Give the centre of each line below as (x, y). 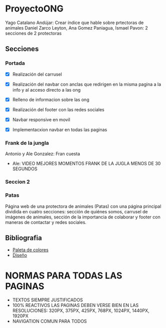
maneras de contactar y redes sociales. (46, 222)
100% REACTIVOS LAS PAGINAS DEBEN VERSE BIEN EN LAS (75, 305)
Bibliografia (24, 238)
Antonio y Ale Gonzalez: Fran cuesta (43, 154)
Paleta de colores (30, 250)
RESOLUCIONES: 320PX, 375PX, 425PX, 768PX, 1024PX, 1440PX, (81, 310)
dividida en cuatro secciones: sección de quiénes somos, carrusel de (76, 211)
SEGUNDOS (25, 169)
